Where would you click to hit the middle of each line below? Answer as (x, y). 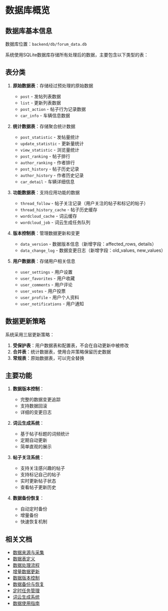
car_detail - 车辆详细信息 (47, 182)
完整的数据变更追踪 (40, 399)
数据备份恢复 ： (28, 498)
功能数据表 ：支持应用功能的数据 (46, 192)
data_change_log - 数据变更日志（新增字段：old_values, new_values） (93, 250)
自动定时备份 (34, 509)
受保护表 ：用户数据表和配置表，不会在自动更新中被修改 (71, 345)
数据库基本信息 (29, 31)
